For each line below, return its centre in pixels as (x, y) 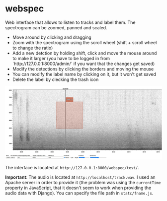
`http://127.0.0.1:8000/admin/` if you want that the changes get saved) (83, 64)
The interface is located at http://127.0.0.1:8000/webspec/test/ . (72, 167)
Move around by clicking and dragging (52, 37)
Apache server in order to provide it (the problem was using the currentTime (83, 182)
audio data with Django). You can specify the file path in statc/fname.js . (79, 193)
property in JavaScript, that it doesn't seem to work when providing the (78, 188)
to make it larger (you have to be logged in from (61, 58)
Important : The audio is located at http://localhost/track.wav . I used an (80, 177)
